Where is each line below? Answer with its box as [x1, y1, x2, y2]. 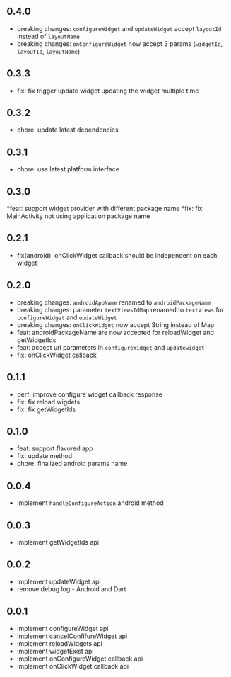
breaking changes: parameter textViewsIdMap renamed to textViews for [16, 305, 224, 314]
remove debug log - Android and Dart [16, 584, 126, 593]
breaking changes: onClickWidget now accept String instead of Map [16, 320, 215, 329]
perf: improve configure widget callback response [16, 389, 163, 399]
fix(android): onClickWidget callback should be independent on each [16, 251, 218, 259]
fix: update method [16, 452, 73, 460]
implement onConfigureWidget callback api [16, 654, 143, 663]
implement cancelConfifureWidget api [16, 632, 128, 640]
